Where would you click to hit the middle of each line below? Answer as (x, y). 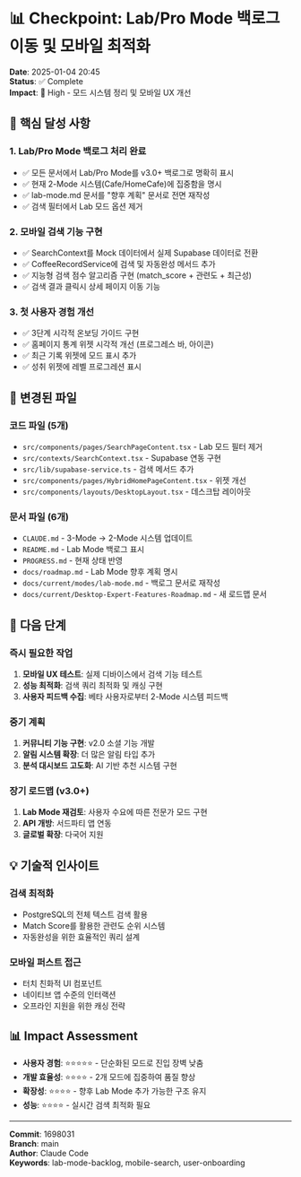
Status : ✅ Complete (46, 81)
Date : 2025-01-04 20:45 (55, 72)
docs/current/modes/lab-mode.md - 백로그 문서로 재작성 (121, 583)
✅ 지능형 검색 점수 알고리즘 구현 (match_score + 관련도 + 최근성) (137, 275)
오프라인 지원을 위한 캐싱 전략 (73, 1006)
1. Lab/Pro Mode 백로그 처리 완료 (78, 151)
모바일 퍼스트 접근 (46, 963)
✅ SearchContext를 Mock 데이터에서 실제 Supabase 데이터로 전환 (140, 253)
